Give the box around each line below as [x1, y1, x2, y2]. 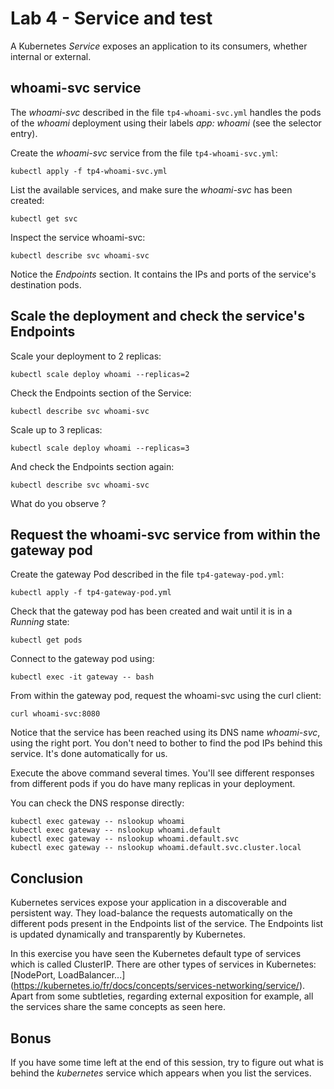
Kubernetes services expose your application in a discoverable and [10, 897, 287, 909]
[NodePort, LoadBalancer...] [10, 969, 126, 981]
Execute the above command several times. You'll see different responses [10, 767, 315, 779]
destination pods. [10, 278, 82, 291]
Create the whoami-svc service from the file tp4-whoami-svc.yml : [10, 147, 278, 159]
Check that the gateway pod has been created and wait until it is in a [10, 605, 293, 617]
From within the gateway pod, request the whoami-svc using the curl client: [10, 690, 322, 702]
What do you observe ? [10, 497, 107, 509]
